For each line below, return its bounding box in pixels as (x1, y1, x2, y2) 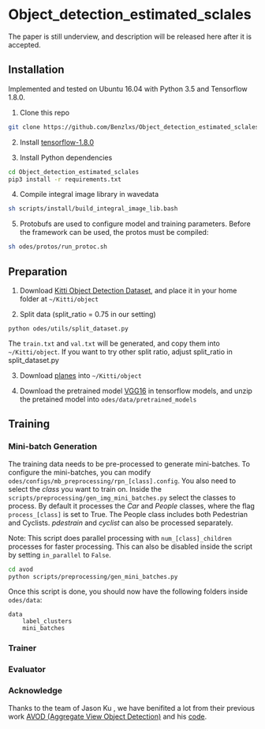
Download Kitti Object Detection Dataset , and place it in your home (19, 285, 237, 295)
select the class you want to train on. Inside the (8, 484, 162, 493)
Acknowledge (8, 686, 63, 697)
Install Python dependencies (19, 153, 113, 162)
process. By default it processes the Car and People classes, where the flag (8, 500, 255, 511)
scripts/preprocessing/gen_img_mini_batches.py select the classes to (8, 493, 237, 502)
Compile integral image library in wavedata (19, 190, 159, 199)
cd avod (8, 565, 34, 573)
